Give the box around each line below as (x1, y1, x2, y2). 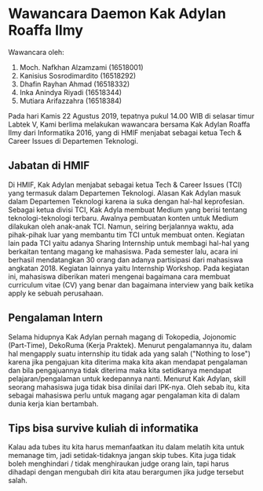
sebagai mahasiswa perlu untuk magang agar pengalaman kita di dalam (8, 390, 240, 400)
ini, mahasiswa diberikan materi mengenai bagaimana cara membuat (8, 272, 230, 281)
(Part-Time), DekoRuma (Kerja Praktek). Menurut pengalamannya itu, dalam (8, 340, 253, 350)
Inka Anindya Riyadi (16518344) (19, 87, 122, 97)
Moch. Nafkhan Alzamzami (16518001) (19, 62, 144, 71)
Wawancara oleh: (8, 47, 64, 57)
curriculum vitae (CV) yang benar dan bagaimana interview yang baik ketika (8, 280, 254, 289)
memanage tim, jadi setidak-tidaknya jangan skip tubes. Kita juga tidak (8, 451, 236, 460)
